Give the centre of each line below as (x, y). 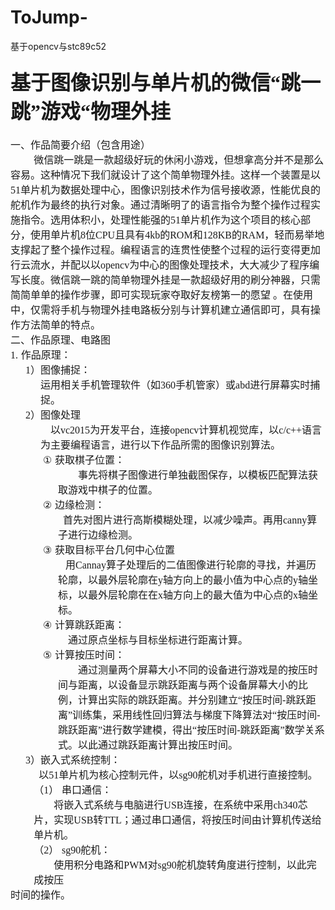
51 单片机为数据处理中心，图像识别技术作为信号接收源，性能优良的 (166, 190)
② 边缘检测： (74, 505)
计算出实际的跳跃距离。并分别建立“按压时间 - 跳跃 (192, 700)
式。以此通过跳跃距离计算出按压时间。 (148, 745)
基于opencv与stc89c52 (58, 46)
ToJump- (49, 17)
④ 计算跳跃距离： (84, 625)
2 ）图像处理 (53, 415)
